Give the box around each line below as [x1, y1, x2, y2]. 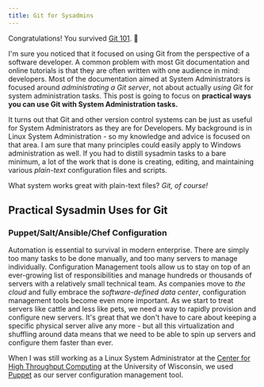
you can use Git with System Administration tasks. [8, 99, 178, 109]
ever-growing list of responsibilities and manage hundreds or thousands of [8, 270, 252, 280]
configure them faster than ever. [8, 338, 113, 347]
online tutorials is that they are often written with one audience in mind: [8, 65, 240, 75]
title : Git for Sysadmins [8, 11, 94, 20]
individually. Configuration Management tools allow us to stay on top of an [8, 262, 251, 272]
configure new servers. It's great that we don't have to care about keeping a [8, 312, 257, 322]
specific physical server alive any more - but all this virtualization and [8, 321, 235, 331]
